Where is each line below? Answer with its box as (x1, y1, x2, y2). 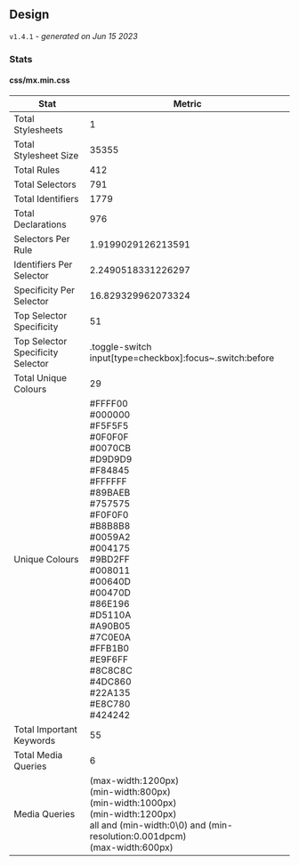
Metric (173, 97, 202, 109)
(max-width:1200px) (89, 774, 180, 787)
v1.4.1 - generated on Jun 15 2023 (9, 30, 138, 41)
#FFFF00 (89, 397, 129, 409)
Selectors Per (13, 232, 70, 245)
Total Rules (13, 164, 61, 176)
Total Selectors (13, 178, 77, 190)
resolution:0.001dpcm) (89, 829, 187, 842)
